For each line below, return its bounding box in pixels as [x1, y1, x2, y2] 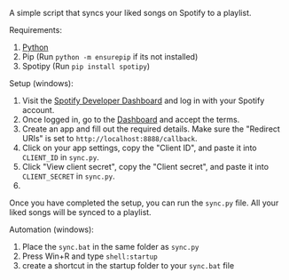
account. [21, 105, 55, 115]
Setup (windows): [9, 78, 74, 88]
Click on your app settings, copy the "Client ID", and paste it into [21, 142, 257, 153]
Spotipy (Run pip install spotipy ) [21, 61, 151, 71]
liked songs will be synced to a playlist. [9, 207, 152, 217]
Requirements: [9, 25, 62, 35]
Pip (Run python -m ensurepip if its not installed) [21, 52, 199, 61]
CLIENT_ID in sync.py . [21, 152, 99, 163]
